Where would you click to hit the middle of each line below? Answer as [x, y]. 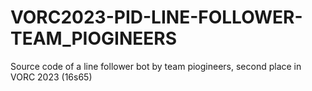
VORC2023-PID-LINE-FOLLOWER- [156, 17]
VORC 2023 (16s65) [51, 77]
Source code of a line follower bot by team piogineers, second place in [156, 66]
